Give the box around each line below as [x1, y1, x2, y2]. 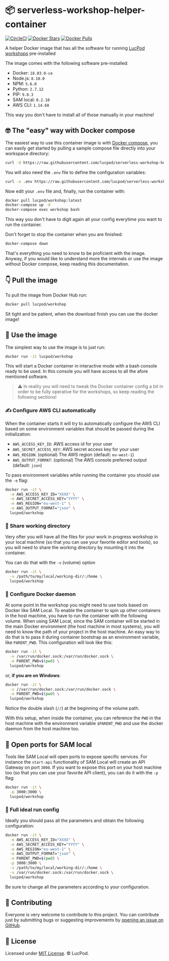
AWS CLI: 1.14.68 [12, 102, 49, 108]
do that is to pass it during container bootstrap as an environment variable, [5, 634, 160, 640]
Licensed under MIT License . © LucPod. [5, 950, 89, 956]
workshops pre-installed [5, 50, 56, 56]
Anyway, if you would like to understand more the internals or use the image [5, 256, 163, 261]
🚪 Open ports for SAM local [5, 740, 92, 749]
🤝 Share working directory [5, 522, 70, 529]
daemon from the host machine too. [5, 726, 79, 732]
